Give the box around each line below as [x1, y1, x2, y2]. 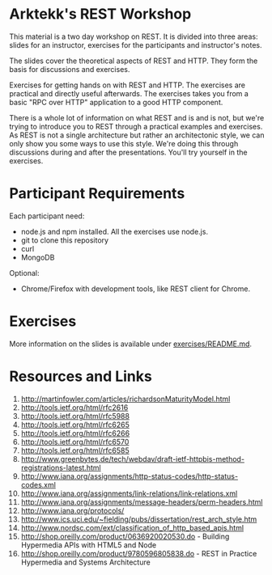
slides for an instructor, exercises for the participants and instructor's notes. [9, 40, 262, 49]
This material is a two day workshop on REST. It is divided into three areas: [9, 32, 258, 41]
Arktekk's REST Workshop [9, 5, 192, 23]
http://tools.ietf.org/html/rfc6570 [20, 437, 130, 446]
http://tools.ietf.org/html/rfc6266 [20, 428, 130, 438]
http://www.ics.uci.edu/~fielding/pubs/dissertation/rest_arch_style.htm [20, 514, 257, 524]
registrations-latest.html [20, 463, 101, 472]
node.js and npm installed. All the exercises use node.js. [20, 226, 209, 236]
